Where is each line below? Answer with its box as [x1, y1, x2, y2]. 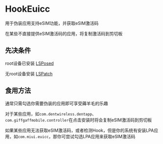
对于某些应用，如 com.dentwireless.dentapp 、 [5, 111, 96, 117]
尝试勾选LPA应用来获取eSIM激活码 [66, 133, 136, 139]
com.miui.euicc [18, 134, 49, 139]
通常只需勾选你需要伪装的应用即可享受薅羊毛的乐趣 [5, 100, 108, 106]
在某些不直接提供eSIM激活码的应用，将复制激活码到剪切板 [5, 30, 123, 36]
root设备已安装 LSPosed [5, 60, 54, 66]
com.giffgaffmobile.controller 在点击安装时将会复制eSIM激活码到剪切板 [5, 117, 152, 123]
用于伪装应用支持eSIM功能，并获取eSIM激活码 [5, 20, 99, 26]
